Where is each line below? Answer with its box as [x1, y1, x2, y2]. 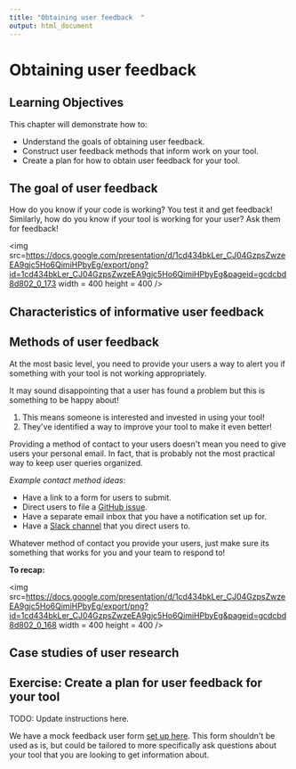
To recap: [9, 564, 45, 575]
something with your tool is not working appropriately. [9, 367, 207, 379]
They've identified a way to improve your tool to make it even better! [21, 421, 273, 432]
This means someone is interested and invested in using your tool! [21, 412, 265, 422]
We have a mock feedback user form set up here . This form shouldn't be [9, 730, 276, 740]
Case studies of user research [9, 645, 180, 660]
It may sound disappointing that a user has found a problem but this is [9, 385, 265, 396]
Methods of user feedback [9, 335, 160, 350]
